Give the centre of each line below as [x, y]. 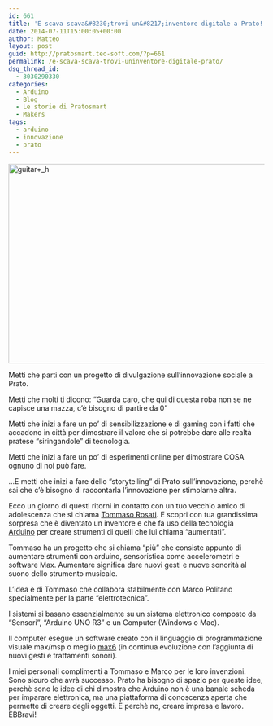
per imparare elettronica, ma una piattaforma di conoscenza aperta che [128, 697]
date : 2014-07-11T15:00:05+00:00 [65, 31]
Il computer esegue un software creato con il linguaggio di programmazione [135, 638]
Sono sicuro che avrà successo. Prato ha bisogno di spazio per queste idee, [136, 680]
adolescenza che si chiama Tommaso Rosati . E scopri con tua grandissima [133, 514]
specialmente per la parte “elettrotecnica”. [79, 598]
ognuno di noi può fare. [48, 465]
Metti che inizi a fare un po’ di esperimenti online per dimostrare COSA [127, 456]
